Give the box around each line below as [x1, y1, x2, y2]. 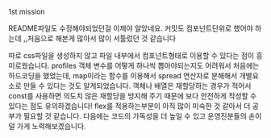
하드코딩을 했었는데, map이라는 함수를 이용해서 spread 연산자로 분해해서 [8, 71, 238, 80]
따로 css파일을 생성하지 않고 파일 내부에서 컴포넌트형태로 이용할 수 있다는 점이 [8, 51, 255, 60]
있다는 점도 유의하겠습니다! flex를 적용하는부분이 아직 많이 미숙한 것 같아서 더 [8, 101, 251, 111]
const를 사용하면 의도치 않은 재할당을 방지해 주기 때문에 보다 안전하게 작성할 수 [8, 91, 257, 100]
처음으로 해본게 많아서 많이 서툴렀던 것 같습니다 [27, 34, 176, 43]
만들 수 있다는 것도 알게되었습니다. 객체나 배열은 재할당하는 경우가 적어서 [23, 81, 252, 90]
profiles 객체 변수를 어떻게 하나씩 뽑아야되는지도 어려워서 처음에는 [51, 61, 260, 70]
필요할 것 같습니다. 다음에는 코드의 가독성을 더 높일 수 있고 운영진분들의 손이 [23, 111, 262, 120]
